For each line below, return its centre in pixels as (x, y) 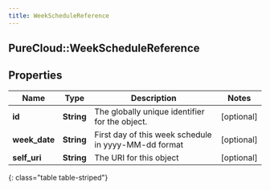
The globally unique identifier (149, 111)
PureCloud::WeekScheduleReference (104, 49)
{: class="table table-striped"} (58, 177)
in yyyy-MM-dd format (139, 144)
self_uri (27, 157)
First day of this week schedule (153, 135)
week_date (33, 139)
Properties (35, 76)
